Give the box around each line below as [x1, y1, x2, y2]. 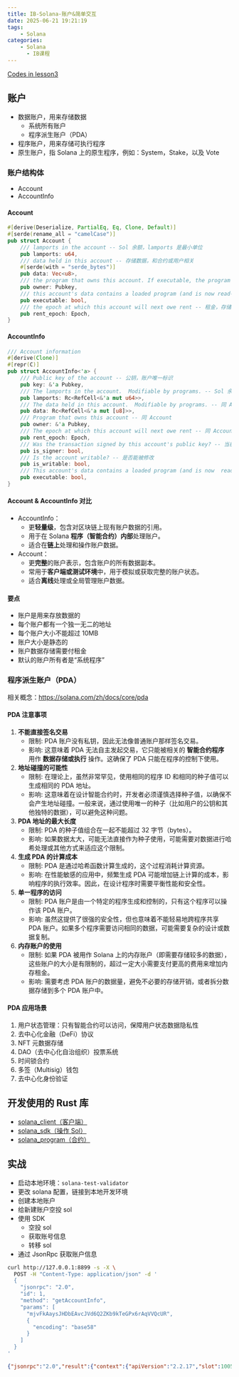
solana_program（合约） [17, 1135, 90, 1144]
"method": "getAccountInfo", [20, 1297, 107, 1304]
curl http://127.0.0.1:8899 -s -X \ [7, 1264, 116, 1271]
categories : [7, 37, 43, 44]
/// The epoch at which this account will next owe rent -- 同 [20, 428, 211, 435]
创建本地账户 [17, 1196, 55, 1205]
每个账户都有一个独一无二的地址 [17, 620, 112, 629]
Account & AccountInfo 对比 [7, 497, 92, 505]
